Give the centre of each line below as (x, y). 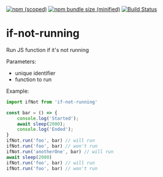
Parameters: (21, 61)
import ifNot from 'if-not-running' (52, 102)
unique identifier (35, 73)
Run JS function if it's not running (48, 50)
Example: (18, 91)
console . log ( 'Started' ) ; (48, 118)
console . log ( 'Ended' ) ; (45, 129)
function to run (33, 79)
